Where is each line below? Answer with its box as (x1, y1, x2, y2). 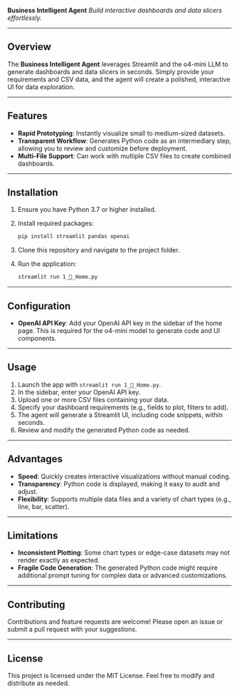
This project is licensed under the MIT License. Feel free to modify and (7, 672, 215, 680)
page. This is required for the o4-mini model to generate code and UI (17, 327, 221, 334)
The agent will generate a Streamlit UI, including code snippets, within (17, 410, 223, 419)
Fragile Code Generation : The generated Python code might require (17, 563, 218, 573)
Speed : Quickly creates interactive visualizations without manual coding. (17, 472, 231, 481)
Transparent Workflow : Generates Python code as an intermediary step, (17, 136, 232, 145)
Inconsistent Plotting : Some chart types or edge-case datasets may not (17, 548, 230, 557)
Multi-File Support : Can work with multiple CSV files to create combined (17, 151, 231, 160)
